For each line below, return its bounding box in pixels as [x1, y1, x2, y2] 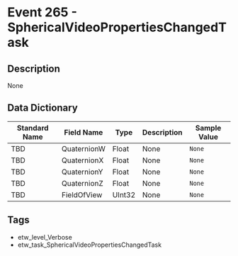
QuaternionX [61, 155, 104, 165]
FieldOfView [61, 189, 103, 199]
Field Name [64, 127, 103, 137]
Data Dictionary [7, 102, 78, 114]
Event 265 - [7, 4, 78, 21]
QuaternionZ [61, 178, 104, 188]
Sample [195, 123, 222, 133]
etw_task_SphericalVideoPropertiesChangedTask [17, 240, 161, 249]
